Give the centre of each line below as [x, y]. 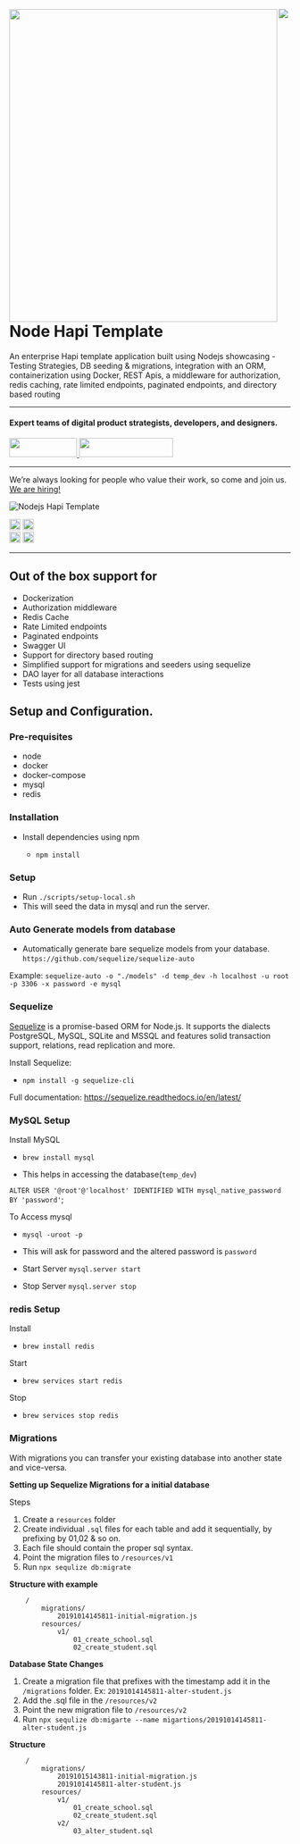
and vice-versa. [38, 1467]
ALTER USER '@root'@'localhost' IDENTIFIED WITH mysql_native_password [145, 1190]
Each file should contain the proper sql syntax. [108, 1547]
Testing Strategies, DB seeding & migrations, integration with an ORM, [137, 365]
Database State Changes [57, 1664]
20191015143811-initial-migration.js [127, 1776]
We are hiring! [35, 489]
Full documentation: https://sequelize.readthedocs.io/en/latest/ [125, 1097]
